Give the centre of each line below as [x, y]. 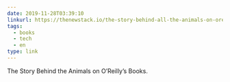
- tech [23, 39]
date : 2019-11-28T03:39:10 [46, 13]
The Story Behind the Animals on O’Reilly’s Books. [78, 71]
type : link [23, 52]
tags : [15, 26]
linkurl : [20, 20]
